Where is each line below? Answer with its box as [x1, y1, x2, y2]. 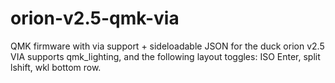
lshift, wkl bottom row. [10, 61, 102, 73]
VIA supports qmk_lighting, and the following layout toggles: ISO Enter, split [10, 50, 321, 62]
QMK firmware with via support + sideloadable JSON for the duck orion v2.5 [10, 40, 325, 52]
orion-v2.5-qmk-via [10, 7, 180, 30]
